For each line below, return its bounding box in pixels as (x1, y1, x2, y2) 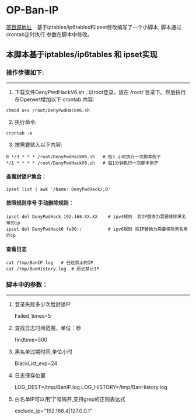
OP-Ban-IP (6, 4, 59, 17)
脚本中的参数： (6, 281, 48, 289)
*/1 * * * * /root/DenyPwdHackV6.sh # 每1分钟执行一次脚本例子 (6, 160, 159, 166)
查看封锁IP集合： (6, 173, 47, 180)
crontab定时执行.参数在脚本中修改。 (6, 30, 93, 38)
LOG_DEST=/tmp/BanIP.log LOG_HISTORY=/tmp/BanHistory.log (14, 383, 167, 390)
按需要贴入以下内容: (14, 141, 62, 148)
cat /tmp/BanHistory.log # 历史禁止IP (6, 266, 100, 272)
